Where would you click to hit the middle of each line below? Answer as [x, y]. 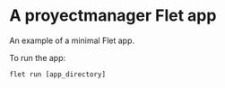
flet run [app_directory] [57, 74]
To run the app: [38, 57]
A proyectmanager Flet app [113, 16]
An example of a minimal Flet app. [72, 40]
